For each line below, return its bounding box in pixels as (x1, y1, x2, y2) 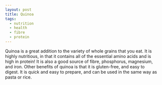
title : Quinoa (5, 12, 34, 17)
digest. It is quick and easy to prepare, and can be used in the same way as (5, 69, 158, 75)
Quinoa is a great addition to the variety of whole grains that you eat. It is (5, 48, 152, 54)
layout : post (5, 7, 32, 12)
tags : (5, 16, 16, 21)
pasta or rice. (5, 74, 32, 80)
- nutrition (9, 21, 34, 26)
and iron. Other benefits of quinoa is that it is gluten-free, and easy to (5, 63, 145, 69)
